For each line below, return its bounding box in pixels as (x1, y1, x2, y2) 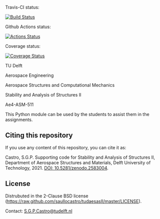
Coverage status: (5, 43, 41, 49)
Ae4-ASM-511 (5, 101, 34, 107)
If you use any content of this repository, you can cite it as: (5, 144, 126, 150)
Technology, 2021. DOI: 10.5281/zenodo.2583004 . (5, 165, 109, 171)
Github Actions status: (5, 24, 51, 30)
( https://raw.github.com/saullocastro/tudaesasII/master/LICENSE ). (5, 198, 142, 204)
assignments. (5, 117, 33, 123)
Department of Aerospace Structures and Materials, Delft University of (5, 159, 151, 165)
